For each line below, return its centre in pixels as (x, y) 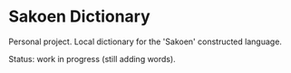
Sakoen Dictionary (79, 17)
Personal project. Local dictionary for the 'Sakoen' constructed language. (145, 41)
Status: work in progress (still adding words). (92, 59)
